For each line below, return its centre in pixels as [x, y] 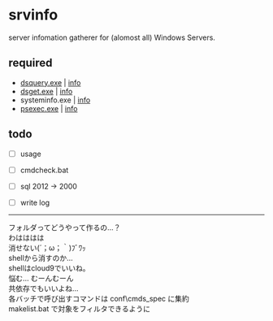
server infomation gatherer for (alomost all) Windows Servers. [112, 37]
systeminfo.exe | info [55, 100]
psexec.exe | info [49, 108]
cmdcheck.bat [44, 170]
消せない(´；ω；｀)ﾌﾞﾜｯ [47, 247]
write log [35, 202]
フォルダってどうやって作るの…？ [65, 227]
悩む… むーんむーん [41, 278]
